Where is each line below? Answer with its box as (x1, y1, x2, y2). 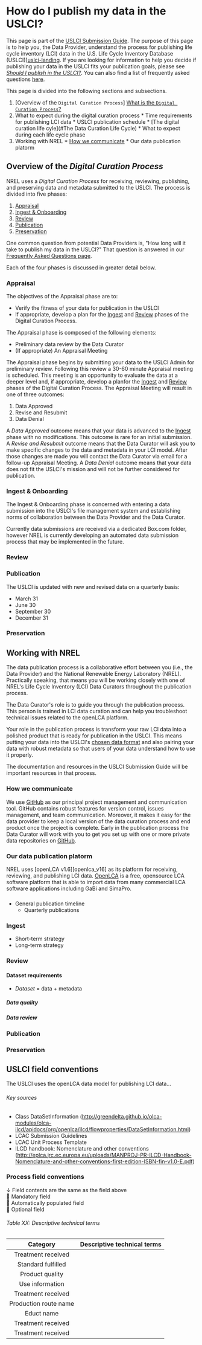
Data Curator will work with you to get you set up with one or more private (6, 830, 190, 838)
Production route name (9, 1300, 74, 1308)
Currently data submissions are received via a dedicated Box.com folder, (6, 525, 187, 533)
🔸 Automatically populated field (6, 1199, 84, 1206)
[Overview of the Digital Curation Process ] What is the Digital (14, 98, 175, 106)
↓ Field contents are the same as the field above (6, 1186, 127, 1193)
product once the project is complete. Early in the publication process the (6, 824, 189, 831)
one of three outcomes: (6, 391, 65, 398)
